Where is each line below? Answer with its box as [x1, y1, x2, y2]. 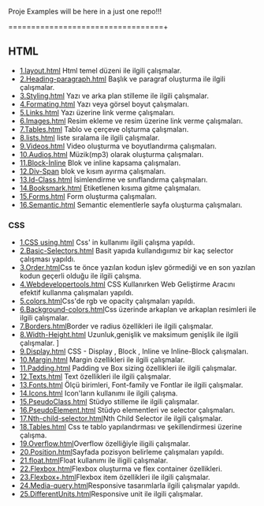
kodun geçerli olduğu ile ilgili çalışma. [19, 272, 142, 281]
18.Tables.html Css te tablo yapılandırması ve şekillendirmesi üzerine [19, 422, 243, 432]
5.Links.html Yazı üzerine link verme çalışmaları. [19, 107, 176, 117]
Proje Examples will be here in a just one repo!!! [8, 7, 162, 16]
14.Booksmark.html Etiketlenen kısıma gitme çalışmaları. [19, 183, 201, 193]
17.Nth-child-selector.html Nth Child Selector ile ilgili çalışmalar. [19, 414, 223, 423]
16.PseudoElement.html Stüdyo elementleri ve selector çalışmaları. [19, 406, 236, 415]
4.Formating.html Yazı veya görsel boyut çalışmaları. [19, 99, 189, 109]
